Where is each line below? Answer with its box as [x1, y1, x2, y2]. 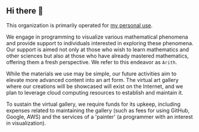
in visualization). [6, 120, 46, 127]
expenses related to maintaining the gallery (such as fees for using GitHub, [6, 106, 190, 114]
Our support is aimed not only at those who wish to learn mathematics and [6, 46, 189, 53]
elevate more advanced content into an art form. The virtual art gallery [6, 76, 179, 83]
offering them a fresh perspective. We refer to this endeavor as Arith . [6, 58, 178, 65]
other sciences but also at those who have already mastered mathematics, [6, 52, 189, 59]
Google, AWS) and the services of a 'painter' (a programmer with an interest [6, 113, 193, 120]
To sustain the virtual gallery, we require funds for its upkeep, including [6, 100, 181, 108]
